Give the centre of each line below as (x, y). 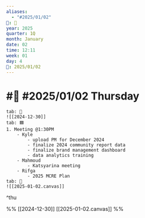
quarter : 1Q (21, 34)
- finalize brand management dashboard (77, 150)
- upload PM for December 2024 (66, 140)
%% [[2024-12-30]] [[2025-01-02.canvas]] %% (65, 209)
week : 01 (17, 56)
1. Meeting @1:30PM (30, 130)
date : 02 (17, 45)
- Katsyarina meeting (54, 166)
